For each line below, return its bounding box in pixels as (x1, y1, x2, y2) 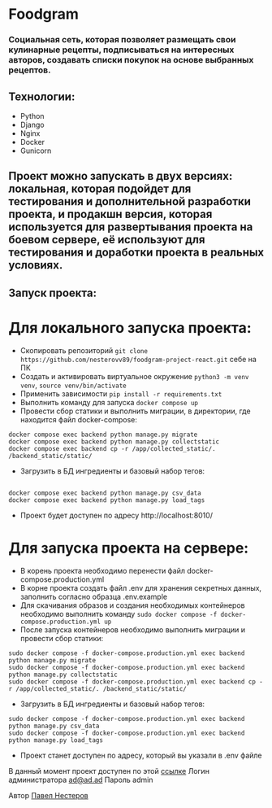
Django (19, 120, 45, 129)
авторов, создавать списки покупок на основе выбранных (8, 55, 254, 66)
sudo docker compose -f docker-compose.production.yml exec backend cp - (8, 677, 264, 686)
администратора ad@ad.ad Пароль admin (8, 775, 153, 784)
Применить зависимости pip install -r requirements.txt (19, 388, 222, 399)
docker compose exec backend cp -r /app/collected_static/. (8, 444, 217, 452)
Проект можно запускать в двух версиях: (8, 169, 233, 183)
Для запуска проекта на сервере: (8, 539, 249, 557)
